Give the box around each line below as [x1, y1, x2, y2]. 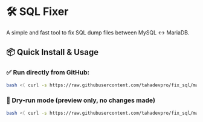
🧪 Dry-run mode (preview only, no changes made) [6, 96, 156, 104]
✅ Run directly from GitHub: [6, 68, 89, 77]
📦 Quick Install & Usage [6, 47, 98, 57]
